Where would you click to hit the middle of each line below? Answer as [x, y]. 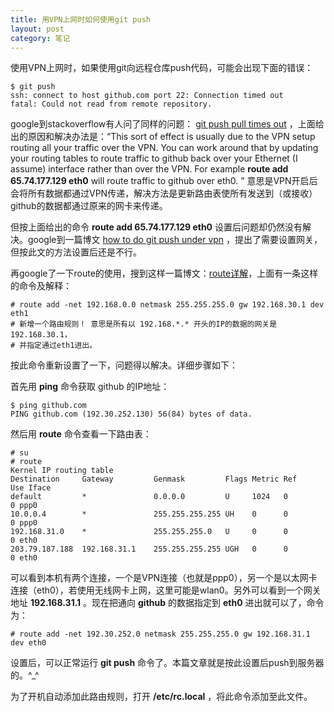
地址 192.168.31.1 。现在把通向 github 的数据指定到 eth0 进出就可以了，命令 [167, 603]
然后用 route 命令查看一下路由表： [81, 434]
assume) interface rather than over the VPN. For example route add [149, 169]
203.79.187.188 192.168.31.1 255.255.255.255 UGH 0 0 [149, 549]
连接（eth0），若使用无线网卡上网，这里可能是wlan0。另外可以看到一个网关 [166, 590]
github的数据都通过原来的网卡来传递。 [89, 206]
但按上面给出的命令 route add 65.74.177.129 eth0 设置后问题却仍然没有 [156, 227]
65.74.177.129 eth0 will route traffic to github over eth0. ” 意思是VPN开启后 [164, 181]
